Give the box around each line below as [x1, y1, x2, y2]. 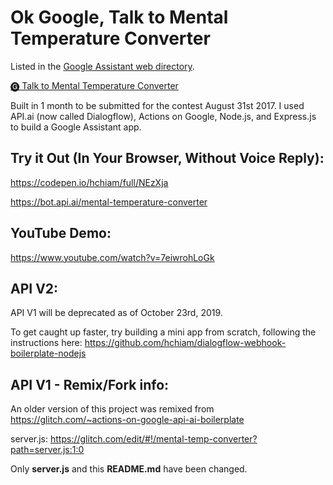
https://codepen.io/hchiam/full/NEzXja [10, 176, 169, 188]
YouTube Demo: [10, 225, 112, 242]
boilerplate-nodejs [10, 347, 87, 360]
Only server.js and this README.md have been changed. [10, 463, 248, 475]
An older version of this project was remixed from [10, 403, 215, 415]
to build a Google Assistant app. [10, 121, 142, 133]
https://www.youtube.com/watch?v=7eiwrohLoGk [10, 251, 215, 263]
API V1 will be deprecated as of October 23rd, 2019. [10, 307, 223, 319]
